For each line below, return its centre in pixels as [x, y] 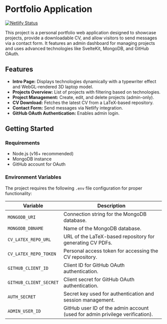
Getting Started [30, 129]
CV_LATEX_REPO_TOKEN [32, 254]
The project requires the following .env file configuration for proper [74, 188]
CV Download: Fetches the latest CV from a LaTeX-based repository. [83, 103]
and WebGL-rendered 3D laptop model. [53, 87]
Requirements [23, 143]
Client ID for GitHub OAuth [94, 265]
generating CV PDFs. [88, 242]
